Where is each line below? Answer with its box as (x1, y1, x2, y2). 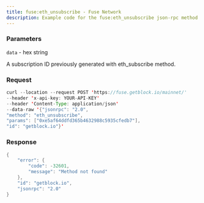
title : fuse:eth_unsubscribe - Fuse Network (6, 9, 122, 15)
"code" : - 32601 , (28, 163, 70, 169)
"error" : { (17, 157, 45, 163)
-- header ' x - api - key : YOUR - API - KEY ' (6, 95, 100, 101)
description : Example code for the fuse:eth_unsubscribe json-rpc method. (6, 15, 201, 21)
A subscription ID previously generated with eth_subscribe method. (6, 60, 176, 68)
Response (6, 138, 37, 146)
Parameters (6, 35, 42, 43)
